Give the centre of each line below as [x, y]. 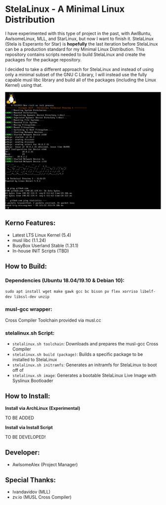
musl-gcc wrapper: [29, 309]
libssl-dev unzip [32, 297]
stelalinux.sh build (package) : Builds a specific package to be [78, 354]
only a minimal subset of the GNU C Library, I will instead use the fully [76, 74]
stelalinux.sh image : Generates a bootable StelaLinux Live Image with [84, 376]
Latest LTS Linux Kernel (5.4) [42, 235]
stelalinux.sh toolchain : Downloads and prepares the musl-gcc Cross [85, 344]
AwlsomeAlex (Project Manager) [45, 464]
